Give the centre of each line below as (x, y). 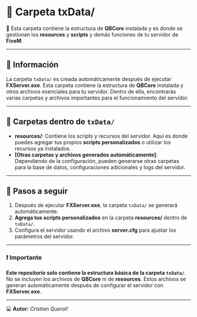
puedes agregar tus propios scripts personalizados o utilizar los (93, 142)
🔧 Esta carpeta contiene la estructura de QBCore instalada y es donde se (94, 28)
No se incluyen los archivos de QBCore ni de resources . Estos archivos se (96, 279)
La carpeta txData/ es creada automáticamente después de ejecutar (89, 79)
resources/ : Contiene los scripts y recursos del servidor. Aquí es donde (101, 136)
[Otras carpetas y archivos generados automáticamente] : (86, 155)
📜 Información (32, 65)
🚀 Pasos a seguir (37, 191)
